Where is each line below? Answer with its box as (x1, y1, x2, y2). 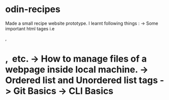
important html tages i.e (5, 25, 55, 31)
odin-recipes (5, 4, 61, 15)
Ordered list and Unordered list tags (5, 75, 158, 86)
